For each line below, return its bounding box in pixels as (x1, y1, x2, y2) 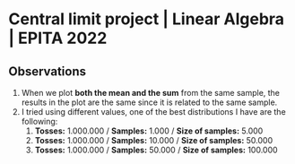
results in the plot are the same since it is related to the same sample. (21, 97, 278, 108)
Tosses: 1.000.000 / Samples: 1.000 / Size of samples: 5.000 (34, 125, 264, 136)
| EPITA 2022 (8, 28, 108, 48)
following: (21, 117, 58, 126)
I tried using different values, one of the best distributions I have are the (21, 107, 286, 117)
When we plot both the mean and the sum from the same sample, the (21, 88, 280, 98)
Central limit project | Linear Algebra (8, 9, 284, 30)
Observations (8, 64, 87, 79)
